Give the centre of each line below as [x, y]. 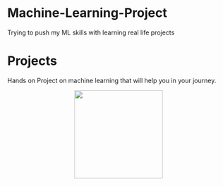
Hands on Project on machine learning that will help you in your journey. [112, 80]
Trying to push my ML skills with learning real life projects [91, 32]
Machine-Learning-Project [87, 13]
